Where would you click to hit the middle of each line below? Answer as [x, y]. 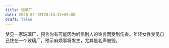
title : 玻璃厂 [19, 10]
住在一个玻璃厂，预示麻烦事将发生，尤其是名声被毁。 [65, 40]
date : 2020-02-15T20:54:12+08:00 [40, 15]
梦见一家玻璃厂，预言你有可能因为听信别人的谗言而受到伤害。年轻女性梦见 [82, 34]
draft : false [19, 19]
